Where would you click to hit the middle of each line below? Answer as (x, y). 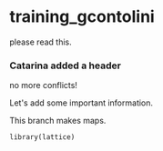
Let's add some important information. (81, 103)
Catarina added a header (65, 65)
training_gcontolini (82, 17)
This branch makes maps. (58, 121)
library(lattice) (42, 137)
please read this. (41, 42)
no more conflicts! (43, 86)
